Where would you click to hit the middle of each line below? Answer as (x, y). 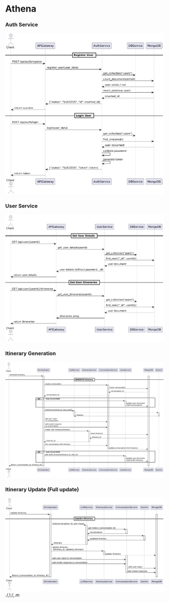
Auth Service (22, 25)
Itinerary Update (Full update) (42, 490)
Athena (21, 9)
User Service (21, 206)
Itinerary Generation (31, 353)
